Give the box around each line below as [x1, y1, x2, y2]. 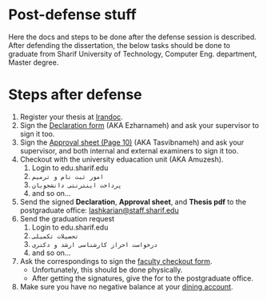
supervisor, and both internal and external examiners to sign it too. [19, 146, 239, 155]
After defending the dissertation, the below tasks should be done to [8, 40, 230, 50]
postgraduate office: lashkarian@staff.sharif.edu [19, 205, 179, 215]
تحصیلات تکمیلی [31, 232, 79, 241]
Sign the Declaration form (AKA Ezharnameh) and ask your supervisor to [19, 120, 260, 130]
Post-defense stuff [8, 6, 137, 24]
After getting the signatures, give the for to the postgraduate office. [31, 273, 254, 283]
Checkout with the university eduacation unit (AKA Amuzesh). [19, 154, 224, 164]
